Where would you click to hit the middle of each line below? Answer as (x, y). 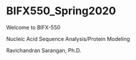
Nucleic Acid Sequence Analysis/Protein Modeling (68, 39)
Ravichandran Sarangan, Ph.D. (44, 50)
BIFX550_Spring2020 (61, 11)
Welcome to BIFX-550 (34, 27)
